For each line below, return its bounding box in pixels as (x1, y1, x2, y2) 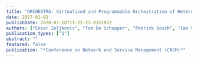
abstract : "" (6, 36, 38, 42)
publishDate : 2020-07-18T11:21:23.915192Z (6, 19, 112, 25)
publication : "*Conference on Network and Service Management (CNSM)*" (6, 47, 186, 53)
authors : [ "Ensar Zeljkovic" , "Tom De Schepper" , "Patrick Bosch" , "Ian (6, 25, 189, 31)
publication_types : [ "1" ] (6, 31, 70, 37)
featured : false (6, 42, 46, 48)
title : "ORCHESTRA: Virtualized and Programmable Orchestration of (6, 8, 176, 15)
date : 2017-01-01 (6, 14, 49, 20)
